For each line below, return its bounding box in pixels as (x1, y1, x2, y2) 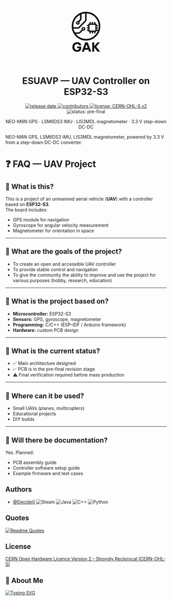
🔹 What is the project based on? (5, 297, 109, 306)
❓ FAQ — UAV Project (5, 158, 96, 170)
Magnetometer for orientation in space (12, 228, 95, 234)
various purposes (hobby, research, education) (12, 277, 113, 284)
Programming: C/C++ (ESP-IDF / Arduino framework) (12, 322, 126, 328)
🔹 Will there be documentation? (5, 436, 108, 444)
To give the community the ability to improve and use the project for (12, 272, 156, 278)
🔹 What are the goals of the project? (5, 247, 122, 256)
